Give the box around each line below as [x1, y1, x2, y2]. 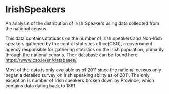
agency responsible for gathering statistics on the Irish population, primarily [5, 46, 164, 52]
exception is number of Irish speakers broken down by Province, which [5, 77, 154, 83]
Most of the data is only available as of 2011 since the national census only [5, 67, 161, 73]
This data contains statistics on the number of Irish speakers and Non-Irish [5, 35, 162, 41]
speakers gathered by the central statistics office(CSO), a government [5, 40, 153, 46]
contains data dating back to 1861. [5, 82, 77, 89]
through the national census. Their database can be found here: [5, 52, 139, 58]
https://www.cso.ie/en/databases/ [5, 57, 77, 63]
